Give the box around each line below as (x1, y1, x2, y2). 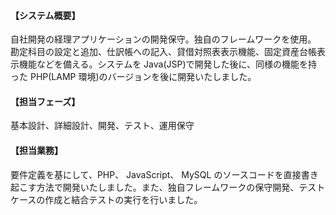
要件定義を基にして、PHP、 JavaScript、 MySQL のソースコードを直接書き (10, 168, 319, 180)
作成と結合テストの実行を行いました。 (44, 193, 203, 205)
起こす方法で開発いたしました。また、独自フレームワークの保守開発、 (10, 181, 300, 193)
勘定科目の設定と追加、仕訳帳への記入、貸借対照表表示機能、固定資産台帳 (10, 46, 317, 58)
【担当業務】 (10, 145, 63, 156)
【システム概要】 (10, 9, 81, 21)
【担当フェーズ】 (10, 95, 81, 107)
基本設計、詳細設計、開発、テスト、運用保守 (10, 120, 195, 132)
